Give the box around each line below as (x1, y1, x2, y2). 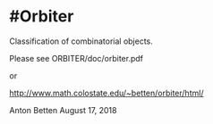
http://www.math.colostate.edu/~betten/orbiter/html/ (9, 87, 204, 98)
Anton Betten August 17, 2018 (9, 104, 117, 115)
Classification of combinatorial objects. (9, 36, 154, 46)
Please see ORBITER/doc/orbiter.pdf (9, 53, 143, 63)
